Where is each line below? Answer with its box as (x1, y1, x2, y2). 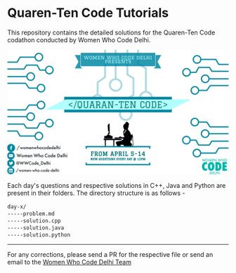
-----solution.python (7, 231, 71, 239)
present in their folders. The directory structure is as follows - (7, 189, 185, 198)
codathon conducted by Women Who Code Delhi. (7, 35, 151, 44)
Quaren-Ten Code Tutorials (7, 5, 169, 21)
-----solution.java (7, 224, 65, 231)
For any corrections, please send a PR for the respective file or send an (7, 250, 214, 259)
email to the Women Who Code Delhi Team (7, 258, 132, 267)
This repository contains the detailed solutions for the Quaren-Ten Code (7, 28, 216, 37)
